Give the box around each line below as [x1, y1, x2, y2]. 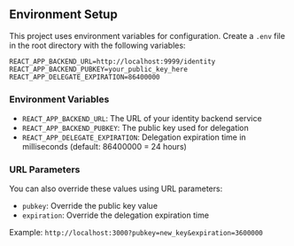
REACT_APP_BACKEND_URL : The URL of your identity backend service [21, 113, 263, 124]
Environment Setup [9, 7, 118, 22]
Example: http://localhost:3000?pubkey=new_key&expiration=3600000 [9, 227, 264, 238]
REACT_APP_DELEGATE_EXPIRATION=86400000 [9, 73, 161, 81]
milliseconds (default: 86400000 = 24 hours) [21, 142, 188, 152]
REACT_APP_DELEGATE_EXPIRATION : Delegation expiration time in [21, 132, 246, 142]
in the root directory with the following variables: [9, 40, 186, 50]
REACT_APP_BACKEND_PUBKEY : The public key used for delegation [21, 123, 250, 134]
